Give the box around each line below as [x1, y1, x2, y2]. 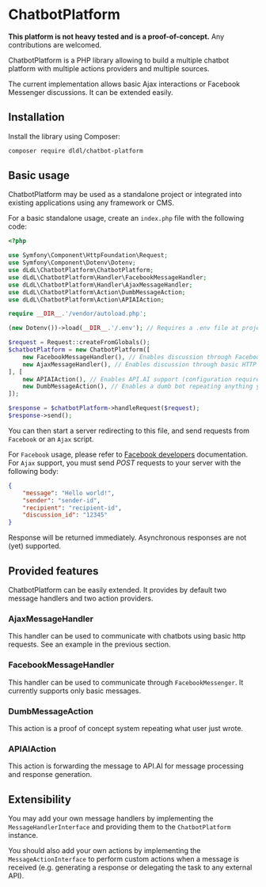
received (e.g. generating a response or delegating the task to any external [8, 862, 253, 872]
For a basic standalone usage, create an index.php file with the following [8, 214, 245, 223]
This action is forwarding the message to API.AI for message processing [8, 761, 244, 771]
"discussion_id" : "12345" [22, 511, 108, 519]
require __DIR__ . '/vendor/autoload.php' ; [8, 310, 147, 318]
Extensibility [8, 793, 71, 806]
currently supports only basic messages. [8, 686, 142, 696]
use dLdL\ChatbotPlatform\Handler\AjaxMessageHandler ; [8, 281, 193, 289]
